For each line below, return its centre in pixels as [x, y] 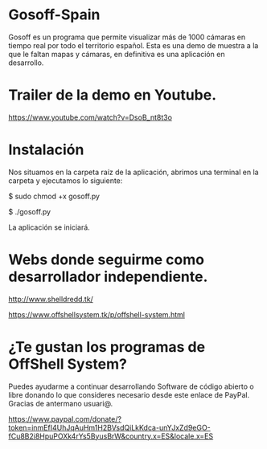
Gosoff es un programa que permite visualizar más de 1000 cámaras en [127, 37]
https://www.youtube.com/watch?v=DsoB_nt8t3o [90, 117]
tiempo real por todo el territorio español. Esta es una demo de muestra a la [133, 45]
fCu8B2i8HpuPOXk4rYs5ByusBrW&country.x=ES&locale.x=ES [111, 436]
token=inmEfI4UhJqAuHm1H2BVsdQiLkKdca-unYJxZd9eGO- [109, 427]
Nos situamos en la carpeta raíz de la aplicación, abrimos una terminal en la [133, 172]
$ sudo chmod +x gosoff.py [54, 196]
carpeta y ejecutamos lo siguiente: [66, 180]
